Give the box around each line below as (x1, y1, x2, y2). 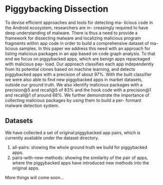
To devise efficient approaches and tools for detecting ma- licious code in (5, 20, 153, 25)
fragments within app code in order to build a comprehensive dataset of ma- (5, 40, 159, 46)
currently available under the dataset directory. (5, 135, 99, 141)
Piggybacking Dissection (5, 3, 109, 15)
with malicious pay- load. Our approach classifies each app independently (5, 61, 154, 67)
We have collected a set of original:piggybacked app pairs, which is (5, 129, 141, 135)
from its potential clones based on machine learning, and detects (5, 66, 135, 72)
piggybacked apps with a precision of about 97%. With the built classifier (5, 71, 152, 77)
